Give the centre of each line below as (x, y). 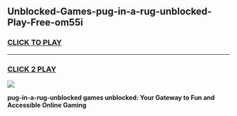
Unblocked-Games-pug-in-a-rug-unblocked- (110, 12)
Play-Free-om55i (45, 23)
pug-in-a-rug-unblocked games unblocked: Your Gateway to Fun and (111, 97)
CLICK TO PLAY (35, 43)
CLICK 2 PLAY (32, 69)
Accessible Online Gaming (47, 105)
